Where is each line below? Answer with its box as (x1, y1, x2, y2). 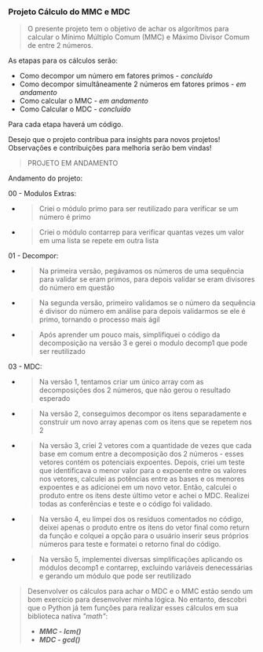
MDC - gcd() (38, 635, 81, 645)
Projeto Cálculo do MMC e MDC (8, 6, 131, 17)
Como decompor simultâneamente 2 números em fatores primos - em (19, 79, 247, 89)
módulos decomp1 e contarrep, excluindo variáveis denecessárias (38, 563, 253, 573)
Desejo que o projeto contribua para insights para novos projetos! (8, 135, 221, 144)
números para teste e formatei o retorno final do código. (38, 540, 221, 549)
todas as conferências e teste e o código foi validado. (38, 499, 213, 508)
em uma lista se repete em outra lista (38, 236, 159, 246)
